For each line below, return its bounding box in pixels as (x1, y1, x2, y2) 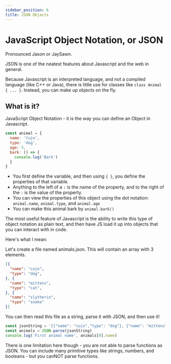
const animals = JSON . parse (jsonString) (5, 328, 93, 333)
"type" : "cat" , (10, 285, 42, 290)
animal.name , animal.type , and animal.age (12, 200, 100, 207)
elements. (5, 252, 26, 258)
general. (5, 66, 23, 72)
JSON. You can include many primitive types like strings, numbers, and (5, 348, 154, 354)
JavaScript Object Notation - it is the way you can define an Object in (5, 115, 151, 122)
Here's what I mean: (5, 236, 47, 242)
